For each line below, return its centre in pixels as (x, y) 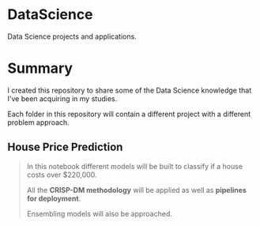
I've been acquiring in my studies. (62, 98)
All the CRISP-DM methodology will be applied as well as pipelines (136, 190)
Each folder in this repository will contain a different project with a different (129, 114)
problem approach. (39, 122)
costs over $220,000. (62, 175)
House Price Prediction (65, 147)
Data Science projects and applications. (72, 36)
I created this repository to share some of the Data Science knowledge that (130, 90)
